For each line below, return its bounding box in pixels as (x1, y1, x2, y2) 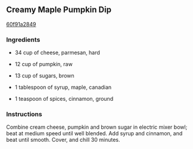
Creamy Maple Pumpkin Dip (6, 5, 112, 15)
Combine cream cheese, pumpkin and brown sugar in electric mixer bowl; (6, 123, 188, 131)
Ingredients (6, 35, 41, 44)
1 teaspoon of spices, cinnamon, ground (14, 95, 114, 103)
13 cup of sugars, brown (14, 72, 74, 79)
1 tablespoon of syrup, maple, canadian (14, 83, 112, 91)
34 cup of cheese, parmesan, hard (14, 49, 100, 56)
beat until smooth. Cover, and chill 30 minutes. (6, 136, 120, 144)
